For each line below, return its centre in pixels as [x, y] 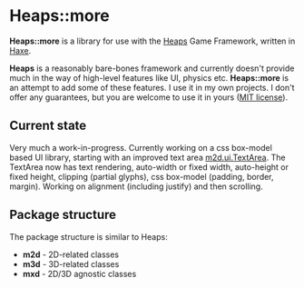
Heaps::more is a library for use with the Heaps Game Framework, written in [152, 41]
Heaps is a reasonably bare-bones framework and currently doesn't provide [152, 68]
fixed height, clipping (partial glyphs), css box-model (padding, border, [142, 176]
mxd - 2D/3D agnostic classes [79, 273]
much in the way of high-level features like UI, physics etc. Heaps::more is [149, 77]
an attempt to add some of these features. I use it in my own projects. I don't [152, 87]
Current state [48, 126]
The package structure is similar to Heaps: [88, 236]
